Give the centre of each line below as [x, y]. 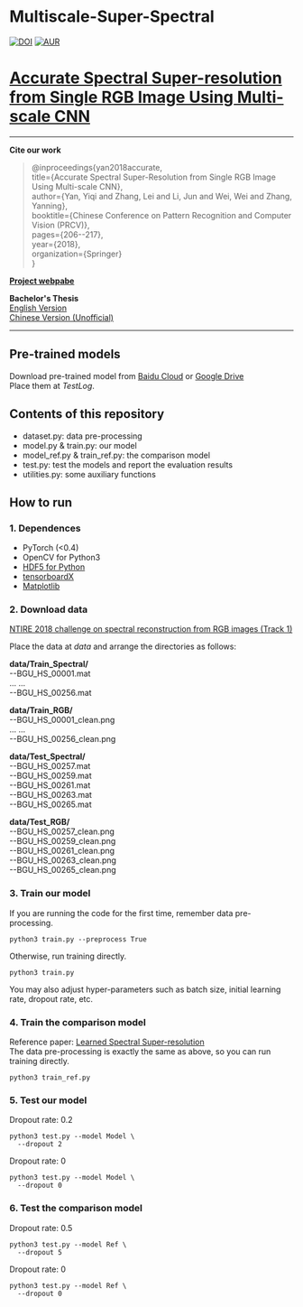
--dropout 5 [40, 1252]
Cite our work [35, 150]
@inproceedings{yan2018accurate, [97, 167]
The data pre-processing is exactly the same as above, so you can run [140, 1052]
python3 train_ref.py [50, 1078]
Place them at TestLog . [52, 385]
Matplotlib [41, 586]
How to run [41, 502]
